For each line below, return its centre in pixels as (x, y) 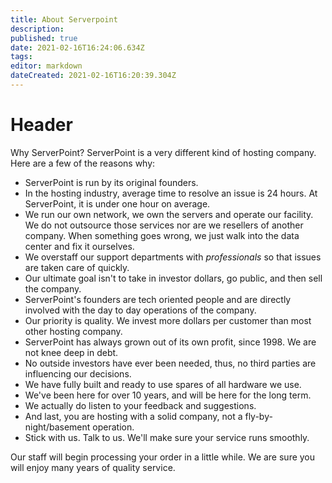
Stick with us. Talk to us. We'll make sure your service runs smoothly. (167, 437)
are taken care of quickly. (77, 267)
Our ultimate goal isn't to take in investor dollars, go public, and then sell (173, 278)
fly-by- (258, 416)
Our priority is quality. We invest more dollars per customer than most (168, 320)
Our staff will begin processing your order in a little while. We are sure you (163, 457)
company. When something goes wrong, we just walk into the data (162, 235)
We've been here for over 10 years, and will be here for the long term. (168, 395)
